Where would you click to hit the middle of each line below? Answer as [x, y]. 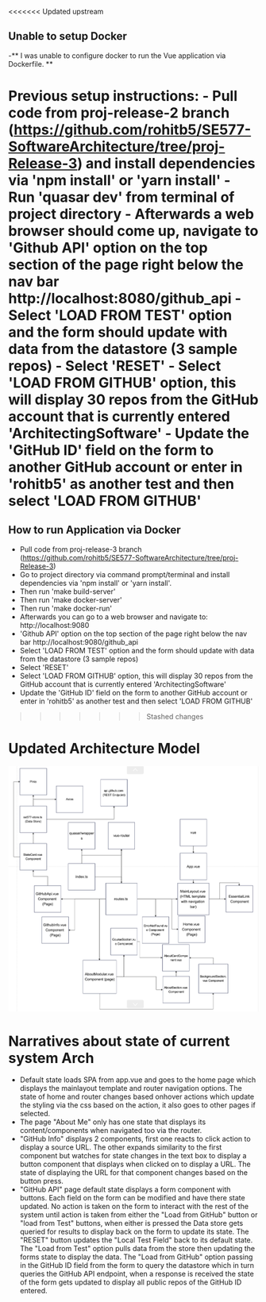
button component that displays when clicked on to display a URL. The [135, 1164]
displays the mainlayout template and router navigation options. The [131, 1088]
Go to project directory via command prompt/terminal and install [125, 574]
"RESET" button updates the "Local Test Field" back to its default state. [136, 1240]
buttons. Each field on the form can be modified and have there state [132, 1198]
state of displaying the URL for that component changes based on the [134, 1173]
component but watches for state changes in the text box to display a [133, 1156]
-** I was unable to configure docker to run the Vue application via [117, 56]
